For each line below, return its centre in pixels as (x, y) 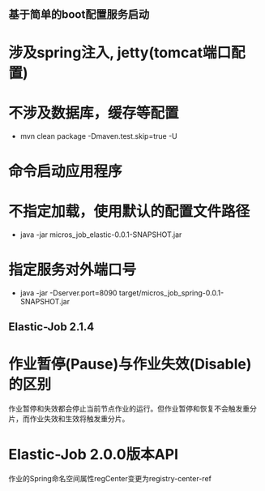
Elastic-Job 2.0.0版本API (94, 455)
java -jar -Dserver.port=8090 (68, 293)
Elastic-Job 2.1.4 (51, 327)
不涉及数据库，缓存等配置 (94, 113)
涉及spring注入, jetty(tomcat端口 (120, 52)
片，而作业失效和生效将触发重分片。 (69, 418)
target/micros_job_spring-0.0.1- (171, 293)
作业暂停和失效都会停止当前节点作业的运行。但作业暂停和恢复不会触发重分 (132, 408)
